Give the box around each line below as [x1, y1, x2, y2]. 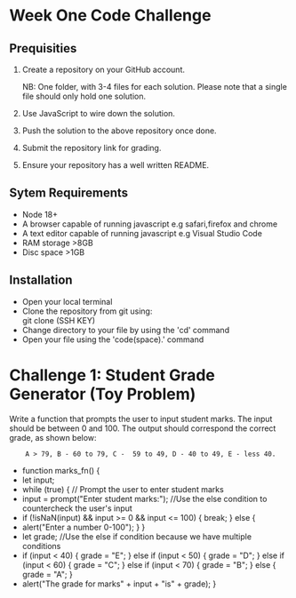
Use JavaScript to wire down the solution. [21, 108, 176, 118]
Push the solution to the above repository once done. [21, 125, 217, 136]
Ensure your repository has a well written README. [21, 160, 210, 170]
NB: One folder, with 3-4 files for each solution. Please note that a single [21, 82, 287, 92]
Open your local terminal [21, 296, 113, 307]
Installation [9, 273, 73, 288]
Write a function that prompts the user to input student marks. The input [9, 413, 273, 424]
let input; [21, 474, 55, 485]
